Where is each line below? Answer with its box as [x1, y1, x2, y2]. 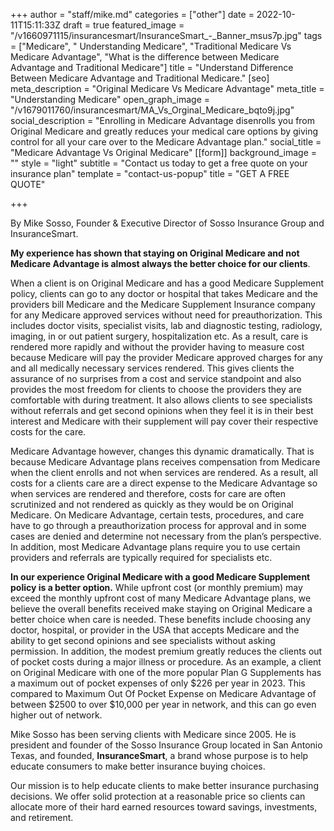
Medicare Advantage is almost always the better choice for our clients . [10, 258, 311, 269]
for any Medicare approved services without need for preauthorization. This [10, 309, 323, 321]
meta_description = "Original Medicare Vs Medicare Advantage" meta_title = [10, 83, 325, 94]
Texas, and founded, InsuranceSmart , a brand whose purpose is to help [10, 750, 309, 761]
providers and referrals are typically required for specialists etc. [10, 552, 273, 563]
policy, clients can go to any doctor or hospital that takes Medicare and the [10, 288, 318, 299]
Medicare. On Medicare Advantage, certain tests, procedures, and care [10, 509, 305, 521]
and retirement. [10, 812, 74, 823]
